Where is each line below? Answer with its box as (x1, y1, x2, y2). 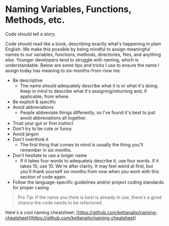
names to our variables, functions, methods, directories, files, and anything (5, 51, 161, 58)
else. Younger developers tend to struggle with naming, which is (5, 56, 139, 63)
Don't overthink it (12, 136, 49, 142)
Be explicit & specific (12, 98, 57, 104)
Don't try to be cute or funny (12, 125, 72, 132)
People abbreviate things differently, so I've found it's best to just (20, 109, 155, 116)
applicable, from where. (20, 93, 70, 99)
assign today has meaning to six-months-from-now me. (5, 67, 121, 74)
